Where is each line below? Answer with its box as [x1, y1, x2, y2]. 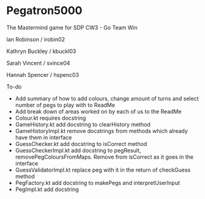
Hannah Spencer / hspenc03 [6, 71, 80, 78]
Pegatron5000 [6, 4, 83, 18]
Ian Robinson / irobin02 [6, 35, 65, 43]
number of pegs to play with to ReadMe [15, 101, 115, 109]
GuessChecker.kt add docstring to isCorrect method [15, 140, 147, 147]
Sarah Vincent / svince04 [6, 59, 70, 67]
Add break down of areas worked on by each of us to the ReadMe [15, 107, 182, 115]
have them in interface [15, 134, 72, 141]
